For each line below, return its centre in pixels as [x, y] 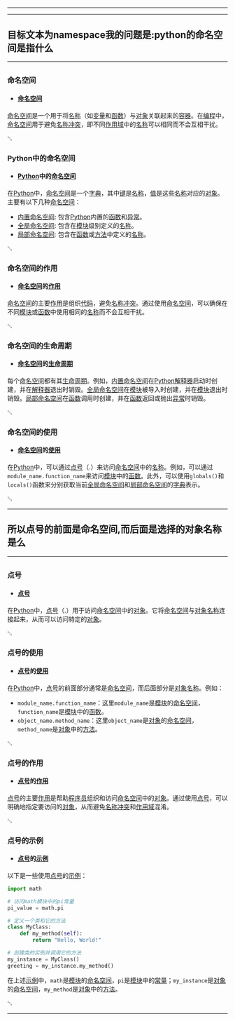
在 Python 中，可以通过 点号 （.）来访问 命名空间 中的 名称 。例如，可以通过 [110, 467]
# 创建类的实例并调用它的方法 [44, 953]
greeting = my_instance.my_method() [60, 966]
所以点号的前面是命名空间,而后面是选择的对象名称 [115, 529]
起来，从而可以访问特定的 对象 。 [59, 619]
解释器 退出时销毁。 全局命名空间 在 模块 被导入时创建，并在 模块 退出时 [130, 389]
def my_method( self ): [51, 934]
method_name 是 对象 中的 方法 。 [59, 729]
